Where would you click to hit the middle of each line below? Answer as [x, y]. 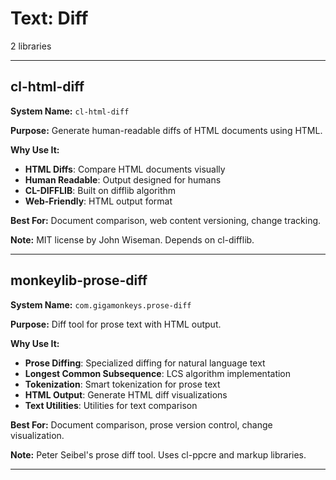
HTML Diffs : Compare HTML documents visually [125, 169]
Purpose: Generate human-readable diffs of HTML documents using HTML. [166, 130]
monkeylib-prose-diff [79, 280]
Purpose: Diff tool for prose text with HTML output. [116, 324]
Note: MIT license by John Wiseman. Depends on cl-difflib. [132, 239]
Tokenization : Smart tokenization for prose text [122, 384]
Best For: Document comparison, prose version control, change [141, 424]
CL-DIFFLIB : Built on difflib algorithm [100, 190]
